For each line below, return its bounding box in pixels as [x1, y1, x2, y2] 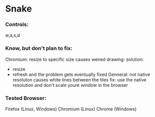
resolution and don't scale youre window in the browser [12, 82, 128, 88]
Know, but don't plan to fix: [5, 45, 73, 52]
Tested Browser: [5, 94, 47, 101]
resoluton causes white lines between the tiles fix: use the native [12, 76, 147, 83]
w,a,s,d [5, 32, 20, 38]
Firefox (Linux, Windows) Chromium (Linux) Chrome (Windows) [5, 106, 137, 112]
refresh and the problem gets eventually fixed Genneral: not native [12, 71, 150, 77]
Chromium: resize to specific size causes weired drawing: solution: [5, 56, 144, 62]
